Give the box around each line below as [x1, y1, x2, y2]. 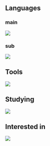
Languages [5, 4, 41, 12]
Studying [5, 95, 34, 104]
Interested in [5, 123, 46, 131]
